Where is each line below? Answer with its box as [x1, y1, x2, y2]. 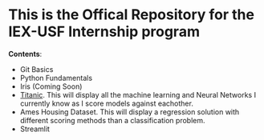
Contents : [8, 49, 43, 58]
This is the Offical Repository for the [8, 6, 255, 24]
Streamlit [19, 124, 51, 134]
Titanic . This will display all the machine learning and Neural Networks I [19, 90, 257, 99]
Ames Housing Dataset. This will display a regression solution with [19, 106, 240, 117]
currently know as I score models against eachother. [19, 98, 194, 108]
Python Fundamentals [19, 73, 93, 82]
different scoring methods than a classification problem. [19, 115, 205, 125]
